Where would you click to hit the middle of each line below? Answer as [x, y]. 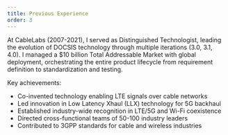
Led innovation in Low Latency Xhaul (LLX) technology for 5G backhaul [119, 103]
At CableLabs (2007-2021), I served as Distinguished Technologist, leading [114, 39]
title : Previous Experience [48, 13]
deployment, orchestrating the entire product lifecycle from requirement [110, 62]
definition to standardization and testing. [65, 69]
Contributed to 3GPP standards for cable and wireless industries [109, 125]
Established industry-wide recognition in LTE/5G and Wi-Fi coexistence [119, 111]
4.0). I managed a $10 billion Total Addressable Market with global [102, 54]
